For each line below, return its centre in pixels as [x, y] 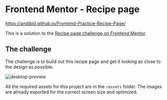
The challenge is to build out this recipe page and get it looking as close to [83, 61]
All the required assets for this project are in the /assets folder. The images [84, 86]
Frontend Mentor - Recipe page [72, 9]
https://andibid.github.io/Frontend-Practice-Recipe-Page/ [65, 23]
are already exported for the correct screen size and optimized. [72, 92]
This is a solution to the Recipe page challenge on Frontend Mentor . [76, 33]
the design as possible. [29, 66]
